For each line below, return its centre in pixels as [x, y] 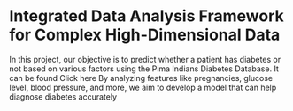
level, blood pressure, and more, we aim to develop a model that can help [143, 87]
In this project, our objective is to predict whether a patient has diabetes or [145, 59]
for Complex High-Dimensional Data [145, 35]
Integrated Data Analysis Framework [147, 16]
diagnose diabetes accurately [63, 96]
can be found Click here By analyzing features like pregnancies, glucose [141, 78]
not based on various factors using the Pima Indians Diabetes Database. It [144, 69]
